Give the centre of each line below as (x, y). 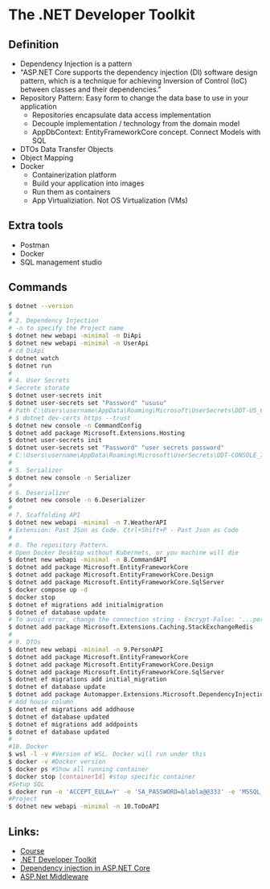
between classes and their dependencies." (90, 89)
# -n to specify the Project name (66, 328)
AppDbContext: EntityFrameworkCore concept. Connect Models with (146, 132)
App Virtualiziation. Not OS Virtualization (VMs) (110, 200)
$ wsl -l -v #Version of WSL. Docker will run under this (107, 754)
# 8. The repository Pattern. (59, 545)
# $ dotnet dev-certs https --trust (70, 418)
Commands (38, 287)
